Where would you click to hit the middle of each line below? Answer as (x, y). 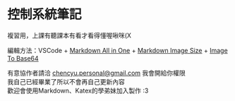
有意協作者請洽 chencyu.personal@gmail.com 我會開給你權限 (96, 73)
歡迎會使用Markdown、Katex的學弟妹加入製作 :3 (78, 90)
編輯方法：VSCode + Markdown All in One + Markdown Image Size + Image (117, 50)
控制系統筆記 (45, 14)
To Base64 (23, 58)
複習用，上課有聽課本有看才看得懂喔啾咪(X (70, 35)
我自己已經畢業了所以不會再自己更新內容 (66, 81)
